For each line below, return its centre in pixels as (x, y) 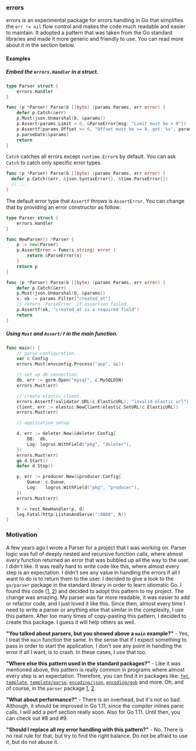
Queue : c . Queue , (47, 482)
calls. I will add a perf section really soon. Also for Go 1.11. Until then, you (93, 712)
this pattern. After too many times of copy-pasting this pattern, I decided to (96, 616)
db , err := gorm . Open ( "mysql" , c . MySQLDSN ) (70, 380)
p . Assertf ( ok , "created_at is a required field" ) (78, 310)
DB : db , (38, 439)
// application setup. (44, 423)
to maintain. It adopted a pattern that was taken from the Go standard (89, 33)
